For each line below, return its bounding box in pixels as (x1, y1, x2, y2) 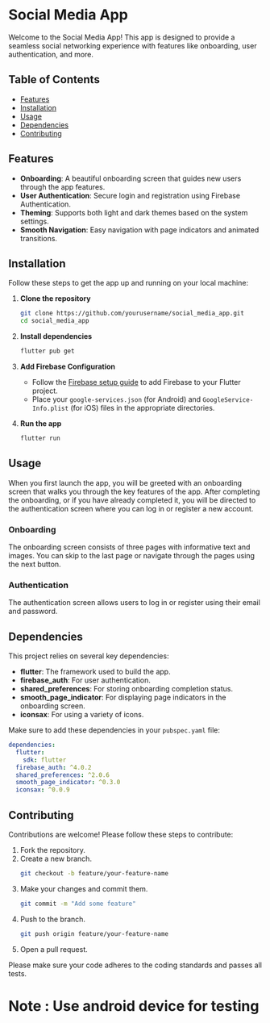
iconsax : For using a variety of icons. (19, 710, 144, 720)
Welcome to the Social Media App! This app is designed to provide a (8, 32, 235, 42)
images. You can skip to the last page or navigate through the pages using (8, 550, 255, 560)
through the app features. (19, 182, 106, 191)
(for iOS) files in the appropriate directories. (70, 403, 215, 412)
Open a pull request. (19, 944, 89, 954)
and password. (8, 607, 58, 616)
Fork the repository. (19, 846, 86, 855)
